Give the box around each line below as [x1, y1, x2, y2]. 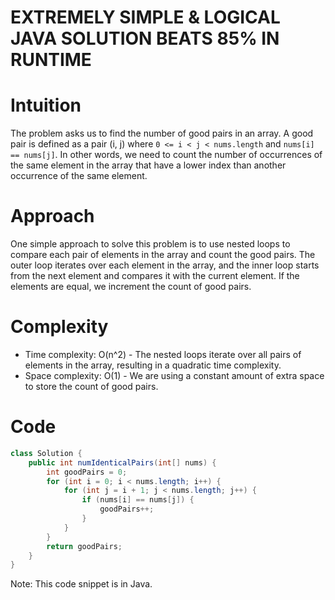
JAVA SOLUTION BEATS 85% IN [10, 27, 280, 50]
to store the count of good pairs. [24, 381, 159, 392]
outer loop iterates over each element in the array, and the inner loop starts [10, 259, 320, 271]
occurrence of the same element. [10, 170, 148, 182]
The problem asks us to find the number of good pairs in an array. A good [10, 127, 314, 140]
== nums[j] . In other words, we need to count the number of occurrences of [10, 149, 323, 161]
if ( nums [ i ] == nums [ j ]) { [81, 495, 195, 505]
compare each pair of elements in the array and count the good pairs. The [10, 249, 316, 261]
